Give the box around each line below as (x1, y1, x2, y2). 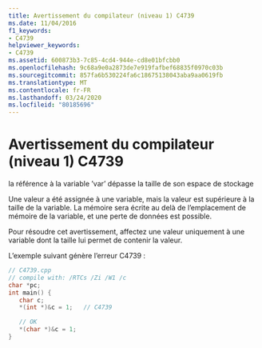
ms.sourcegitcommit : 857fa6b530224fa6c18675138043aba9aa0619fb (8, 71, 224, 79)
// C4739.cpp (8, 266, 52, 274)
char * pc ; (8, 281, 42, 289)
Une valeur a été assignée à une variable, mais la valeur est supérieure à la (8, 194, 255, 204)
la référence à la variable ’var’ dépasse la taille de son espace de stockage (8, 179, 254, 189)
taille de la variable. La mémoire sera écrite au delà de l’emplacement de (8, 203, 246, 213)
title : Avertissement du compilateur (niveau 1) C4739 (8, 11, 195, 20)
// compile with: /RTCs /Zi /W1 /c (8, 274, 127, 282)
